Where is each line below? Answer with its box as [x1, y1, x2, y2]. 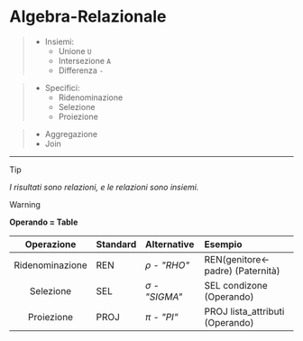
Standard [96, 237, 137, 250]
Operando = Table [9, 217, 78, 227]
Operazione [24, 237, 77, 250]
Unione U [58, 45, 92, 56]
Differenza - [58, 65, 104, 76]
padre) [204, 264, 233, 277]
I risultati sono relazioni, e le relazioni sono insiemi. [9, 181, 199, 192]
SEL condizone [204, 279, 268, 291]
